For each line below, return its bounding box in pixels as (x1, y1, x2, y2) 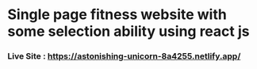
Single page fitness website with (7, 6, 227, 24)
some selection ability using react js (7, 22, 250, 40)
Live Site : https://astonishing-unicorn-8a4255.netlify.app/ (7, 51, 241, 62)
